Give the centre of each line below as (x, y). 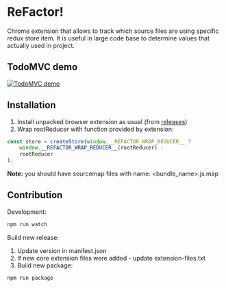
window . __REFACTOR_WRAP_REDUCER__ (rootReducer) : (92, 148)
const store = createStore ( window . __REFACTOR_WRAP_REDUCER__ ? (99, 141)
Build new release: (33, 237)
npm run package (30, 278)
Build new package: (45, 265)
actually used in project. (41, 45)
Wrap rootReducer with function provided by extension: (95, 129)
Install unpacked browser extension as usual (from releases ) (102, 121)
